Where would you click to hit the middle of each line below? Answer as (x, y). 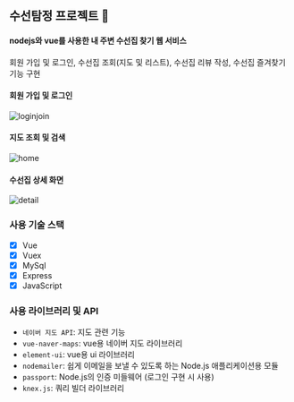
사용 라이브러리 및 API (54, 311)
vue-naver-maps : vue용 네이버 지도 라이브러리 (102, 344)
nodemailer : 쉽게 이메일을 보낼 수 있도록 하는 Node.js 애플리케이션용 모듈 (150, 366)
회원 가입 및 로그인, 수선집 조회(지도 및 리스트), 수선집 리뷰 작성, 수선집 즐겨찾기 (147, 62)
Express (37, 275)
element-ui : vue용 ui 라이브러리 (79, 355)
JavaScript (42, 286)
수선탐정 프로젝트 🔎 (59, 16)
